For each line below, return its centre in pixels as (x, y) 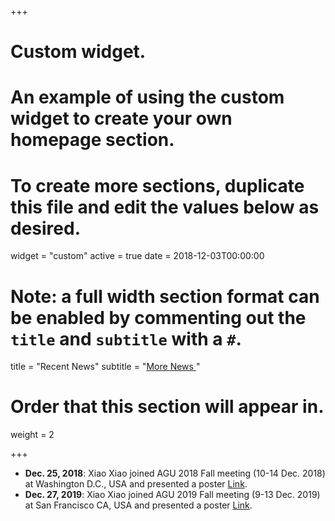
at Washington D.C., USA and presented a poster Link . (136, 484)
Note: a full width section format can (165, 296)
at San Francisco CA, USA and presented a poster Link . (138, 505)
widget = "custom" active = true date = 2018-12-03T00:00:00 (137, 256)
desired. (45, 228)
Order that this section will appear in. (167, 407)
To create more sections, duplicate (157, 185)
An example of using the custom (147, 97)
